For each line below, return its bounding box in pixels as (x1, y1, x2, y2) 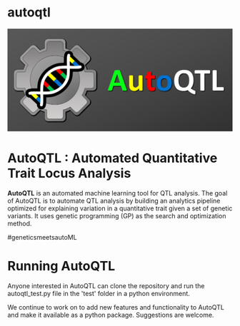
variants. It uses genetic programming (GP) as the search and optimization (7, 211, 226, 220)
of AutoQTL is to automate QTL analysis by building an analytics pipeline (7, 196, 221, 205)
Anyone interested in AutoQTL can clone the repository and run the (7, 281, 205, 290)
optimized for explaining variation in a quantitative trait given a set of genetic (7, 204, 233, 213)
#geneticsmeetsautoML (7, 233, 77, 241)
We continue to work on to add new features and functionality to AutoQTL (7, 302, 225, 311)
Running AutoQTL (7, 258, 116, 274)
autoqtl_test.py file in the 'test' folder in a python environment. (7, 289, 191, 297)
